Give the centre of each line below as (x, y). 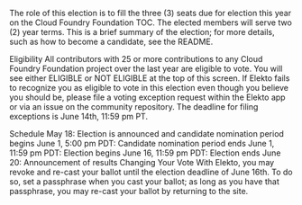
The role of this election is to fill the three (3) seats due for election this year (150, 13)
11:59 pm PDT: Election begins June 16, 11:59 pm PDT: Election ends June (145, 153)
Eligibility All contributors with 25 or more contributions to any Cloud (136, 59)
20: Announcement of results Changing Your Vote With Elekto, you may (142, 162)
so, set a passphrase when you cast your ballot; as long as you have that (144, 182)
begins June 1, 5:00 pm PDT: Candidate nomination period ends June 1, (142, 143)
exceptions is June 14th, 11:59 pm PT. (79, 116)
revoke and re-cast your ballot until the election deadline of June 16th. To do (151, 172)
